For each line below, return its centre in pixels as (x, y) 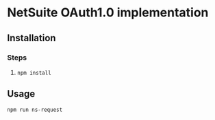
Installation (31, 38)
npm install (34, 73)
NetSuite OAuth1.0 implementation (108, 13)
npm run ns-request (35, 110)
